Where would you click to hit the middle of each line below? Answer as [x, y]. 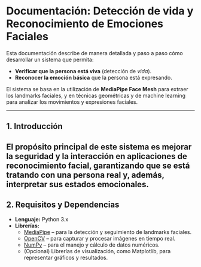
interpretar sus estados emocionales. [78, 184]
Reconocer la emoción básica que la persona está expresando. [93, 77]
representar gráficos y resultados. [66, 257]
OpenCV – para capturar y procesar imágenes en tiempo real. [100, 238]
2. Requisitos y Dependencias [63, 205]
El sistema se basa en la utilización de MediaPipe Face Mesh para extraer [97, 89]
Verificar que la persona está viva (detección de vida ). [83, 71]
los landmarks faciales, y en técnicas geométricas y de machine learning [96, 95]
